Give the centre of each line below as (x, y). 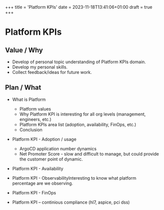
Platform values (35, 109)
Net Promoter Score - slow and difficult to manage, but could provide (89, 154)
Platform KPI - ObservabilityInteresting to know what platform (74, 178)
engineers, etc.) (35, 119)
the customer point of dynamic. (51, 159)
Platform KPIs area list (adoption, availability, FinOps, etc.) (78, 124)
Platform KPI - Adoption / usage (44, 139)
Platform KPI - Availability (38, 168)
